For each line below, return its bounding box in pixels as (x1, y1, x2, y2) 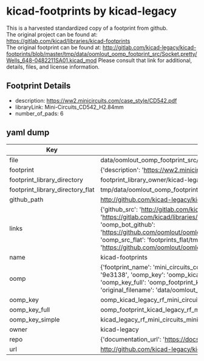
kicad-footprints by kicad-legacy (6, 4, 177, 18)
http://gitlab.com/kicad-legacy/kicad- (102, 44, 197, 51)
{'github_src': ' (100, 205, 141, 213)
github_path (9, 195, 44, 204)
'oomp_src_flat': (100, 235, 146, 244)
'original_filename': (100, 286, 155, 294)
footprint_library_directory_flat (9, 185, 95, 194)
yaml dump (6, 128, 50, 138)
